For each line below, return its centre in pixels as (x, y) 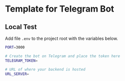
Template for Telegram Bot (60, 9)
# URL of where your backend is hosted (45, 69)
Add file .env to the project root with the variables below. (62, 38)
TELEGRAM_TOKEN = (21, 61)
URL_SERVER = (17, 74)
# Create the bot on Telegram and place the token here (62, 56)
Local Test (21, 27)
